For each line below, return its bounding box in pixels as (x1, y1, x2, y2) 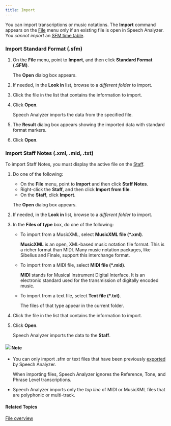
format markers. (12, 127, 47, 133)
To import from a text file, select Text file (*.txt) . (20, 293, 121, 299)
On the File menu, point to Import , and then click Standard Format (12, 57, 153, 63)
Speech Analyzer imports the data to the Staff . (12, 333, 111, 339)
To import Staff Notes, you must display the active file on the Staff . (5, 161, 145, 168)
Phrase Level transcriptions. (12, 376, 72, 383)
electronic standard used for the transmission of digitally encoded (20, 277, 159, 283)
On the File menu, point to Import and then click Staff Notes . (20, 181, 149, 187)
